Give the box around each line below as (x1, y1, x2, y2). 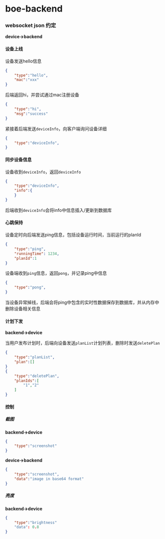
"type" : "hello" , (14, 72, 49, 78)
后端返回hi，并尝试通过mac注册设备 (5, 92, 79, 98)
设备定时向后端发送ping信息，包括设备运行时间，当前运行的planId (5, 232, 141, 238)
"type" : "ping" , (14, 246, 46, 252)
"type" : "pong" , (14, 285, 46, 290)
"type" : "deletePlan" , (14, 373, 59, 378)
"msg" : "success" (14, 111, 49, 116)
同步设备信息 (5, 157, 32, 163)
